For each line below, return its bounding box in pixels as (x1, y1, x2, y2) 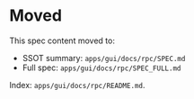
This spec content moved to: (9, 35, 115, 46)
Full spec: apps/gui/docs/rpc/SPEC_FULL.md (22, 62, 181, 73)
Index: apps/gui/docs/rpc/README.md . (9, 79, 145, 90)
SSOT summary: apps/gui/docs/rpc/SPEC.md (22, 52, 186, 63)
